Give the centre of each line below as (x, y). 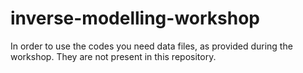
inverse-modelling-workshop (135, 18)
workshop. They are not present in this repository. (113, 56)
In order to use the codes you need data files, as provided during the (151, 46)
